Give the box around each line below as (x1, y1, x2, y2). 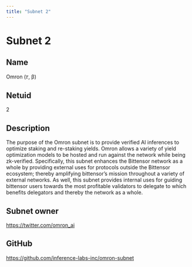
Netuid (6, 91, 32, 101)
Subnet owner (6, 206, 59, 216)
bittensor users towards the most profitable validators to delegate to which (6, 183, 187, 190)
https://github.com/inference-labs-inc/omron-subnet (6, 254, 134, 261)
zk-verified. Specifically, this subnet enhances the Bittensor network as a (6, 157, 183, 165)
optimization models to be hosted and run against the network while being (6, 151, 186, 159)
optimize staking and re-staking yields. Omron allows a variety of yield (6, 145, 176, 152)
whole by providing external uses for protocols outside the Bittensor (6, 164, 170, 171)
